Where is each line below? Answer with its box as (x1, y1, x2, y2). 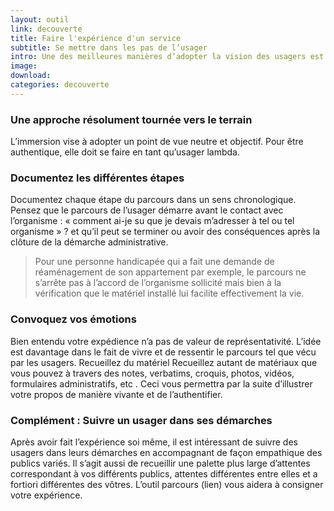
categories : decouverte (10, 80, 110, 90)
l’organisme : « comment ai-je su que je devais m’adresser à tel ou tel (10, 215, 295, 227)
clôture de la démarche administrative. (10, 236, 169, 248)
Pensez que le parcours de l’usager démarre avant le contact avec (10, 204, 284, 216)
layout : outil (10, 14, 70, 25)
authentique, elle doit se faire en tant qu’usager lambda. (10, 146, 241, 158)
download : (10, 71, 52, 81)
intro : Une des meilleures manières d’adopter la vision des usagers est (10, 52, 325, 62)
